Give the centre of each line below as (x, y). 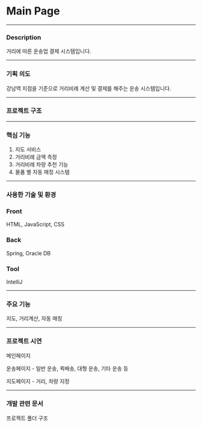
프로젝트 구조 (24, 111)
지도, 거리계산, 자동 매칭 (34, 319)
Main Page (33, 11)
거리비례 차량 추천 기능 (41, 164)
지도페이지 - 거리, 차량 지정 (38, 381)
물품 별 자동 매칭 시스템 (42, 172)
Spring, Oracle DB (29, 253)
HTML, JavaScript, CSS (35, 225)
